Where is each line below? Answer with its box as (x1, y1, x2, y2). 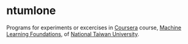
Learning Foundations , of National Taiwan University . (6, 30, 139, 37)
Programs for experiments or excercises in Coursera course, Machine (6, 24, 182, 31)
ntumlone (6, 4, 56, 18)
